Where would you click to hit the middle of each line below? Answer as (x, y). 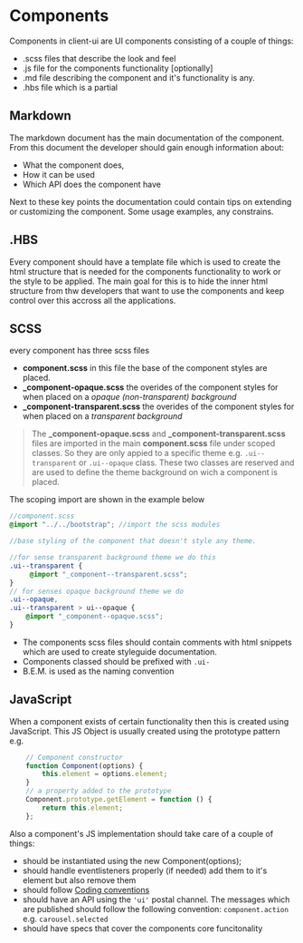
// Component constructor (75, 757)
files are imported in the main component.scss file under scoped (153, 443)
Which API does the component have (91, 184)
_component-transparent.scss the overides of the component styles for (158, 407)
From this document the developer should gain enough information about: (147, 147)
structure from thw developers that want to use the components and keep (147, 290)
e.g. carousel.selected (65, 919)
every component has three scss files (80, 351)
